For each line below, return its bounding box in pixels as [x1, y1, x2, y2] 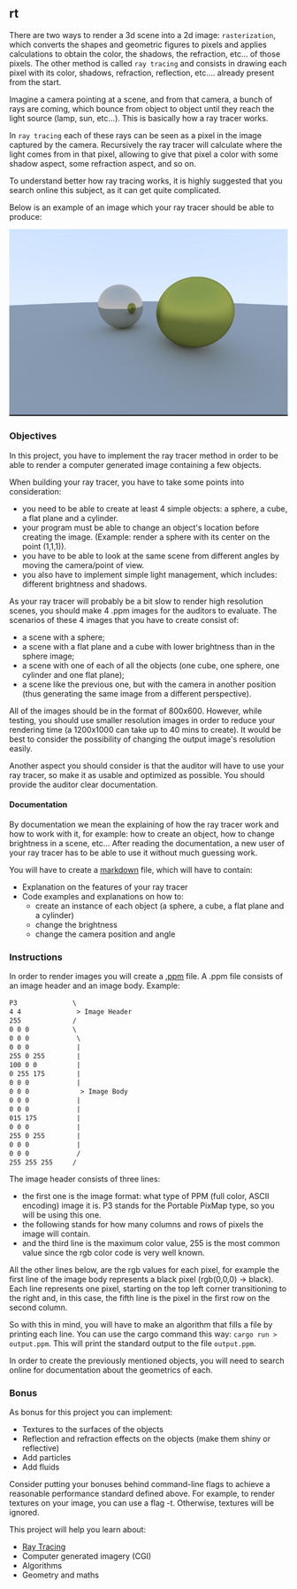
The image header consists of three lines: [9, 1173, 161, 1185]
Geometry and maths [21, 1570, 100, 1580]
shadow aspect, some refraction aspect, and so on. [9, 158, 197, 168]
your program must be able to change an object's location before [21, 522, 260, 533]
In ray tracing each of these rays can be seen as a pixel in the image [9, 129, 263, 140]
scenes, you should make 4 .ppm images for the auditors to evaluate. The [9, 605, 278, 616]
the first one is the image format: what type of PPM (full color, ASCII [21, 1191, 270, 1202]
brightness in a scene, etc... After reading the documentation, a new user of [9, 837, 286, 848]
